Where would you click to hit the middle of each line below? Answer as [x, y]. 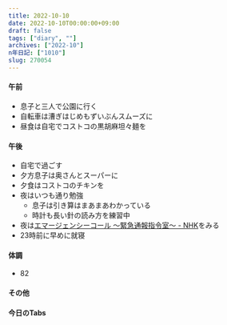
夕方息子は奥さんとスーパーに [69, 175]
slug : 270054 [30, 61]
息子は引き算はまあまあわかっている [91, 206]
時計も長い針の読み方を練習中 [81, 215]
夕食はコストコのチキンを [62, 186]
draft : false [30, 30]
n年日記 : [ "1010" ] [37, 53]
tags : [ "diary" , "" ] [43, 38]
